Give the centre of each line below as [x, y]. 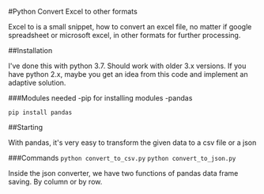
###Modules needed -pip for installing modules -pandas [100, 98]
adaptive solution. [37, 83]
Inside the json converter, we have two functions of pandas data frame [123, 173]
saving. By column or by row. [55, 182]
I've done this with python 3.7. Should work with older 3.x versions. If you [127, 66]
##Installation [30, 50]
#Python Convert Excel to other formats [73, 11]
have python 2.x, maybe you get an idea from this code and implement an [128, 74]
